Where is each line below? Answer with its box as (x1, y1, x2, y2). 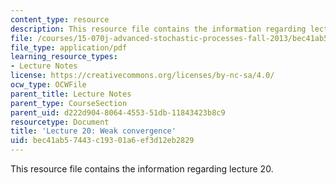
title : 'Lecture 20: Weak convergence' (10, 126, 177, 136)
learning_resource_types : (10, 52, 118, 62)
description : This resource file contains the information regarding (10, 24, 307, 34)
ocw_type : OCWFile (10, 80, 87, 90)
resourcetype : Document (10, 117, 110, 127)
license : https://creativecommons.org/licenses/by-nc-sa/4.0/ (10, 71, 275, 81)
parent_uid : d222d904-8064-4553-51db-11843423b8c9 (10, 107, 226, 118)
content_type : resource (10, 14, 110, 25)
